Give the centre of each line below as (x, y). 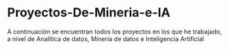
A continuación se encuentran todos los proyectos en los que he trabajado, (114, 32)
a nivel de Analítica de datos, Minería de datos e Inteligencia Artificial (106, 38)
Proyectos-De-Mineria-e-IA (89, 13)
